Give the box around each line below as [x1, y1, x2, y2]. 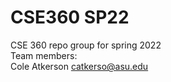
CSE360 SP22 [10, 6, 130, 29]
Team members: [10, 49, 78, 61]
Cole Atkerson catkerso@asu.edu [10, 60, 149, 72]
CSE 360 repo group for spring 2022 [10, 39, 162, 51]
